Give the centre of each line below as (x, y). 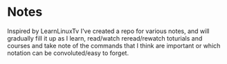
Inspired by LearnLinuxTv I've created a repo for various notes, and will (108, 31)
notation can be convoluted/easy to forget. (68, 53)
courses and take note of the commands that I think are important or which (114, 45)
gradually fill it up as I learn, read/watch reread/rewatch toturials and (105, 38)
